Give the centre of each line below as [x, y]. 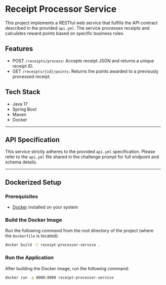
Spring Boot [24, 109]
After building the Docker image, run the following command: [67, 268]
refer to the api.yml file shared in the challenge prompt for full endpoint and [82, 157]
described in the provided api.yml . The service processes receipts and [77, 28]
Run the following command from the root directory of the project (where [79, 231]
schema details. [21, 162]
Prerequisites [21, 196]
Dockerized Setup [33, 182]
